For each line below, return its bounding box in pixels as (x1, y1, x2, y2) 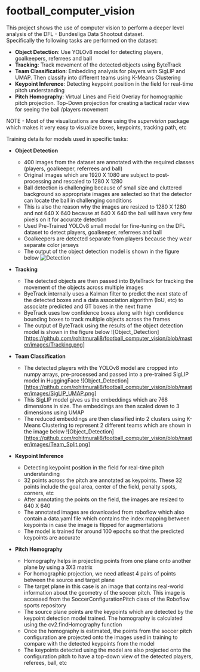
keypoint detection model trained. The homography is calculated (23, 614, 183, 622)
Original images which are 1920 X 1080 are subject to (23, 171, 155, 178)
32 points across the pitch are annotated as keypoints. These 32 (23, 477, 183, 484)
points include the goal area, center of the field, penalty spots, (23, 483, 177, 490)
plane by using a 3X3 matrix (23, 563, 93, 571)
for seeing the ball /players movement (14, 106, 109, 113)
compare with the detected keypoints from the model (23, 640, 155, 647)
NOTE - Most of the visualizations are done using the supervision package (6, 117, 189, 124)
